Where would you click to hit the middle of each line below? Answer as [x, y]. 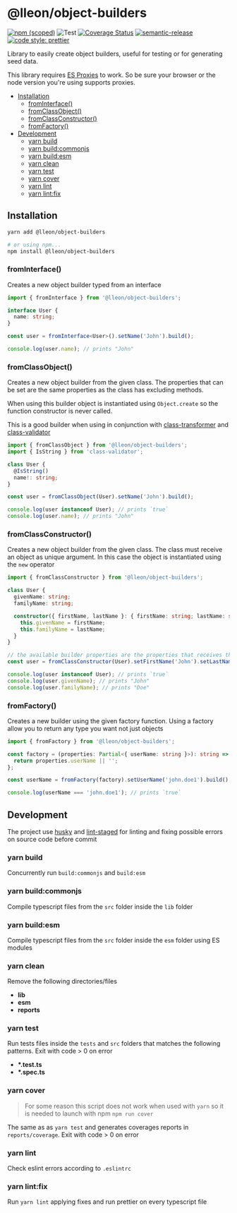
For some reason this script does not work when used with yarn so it [124, 1106]
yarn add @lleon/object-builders [56, 232]
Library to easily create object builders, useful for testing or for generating [115, 54]
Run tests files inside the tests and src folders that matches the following [114, 1044]
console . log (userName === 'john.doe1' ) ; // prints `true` [94, 793]
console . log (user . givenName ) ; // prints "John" [79, 681]
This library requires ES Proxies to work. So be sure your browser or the [112, 75]
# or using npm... [34, 245]
